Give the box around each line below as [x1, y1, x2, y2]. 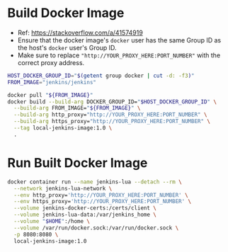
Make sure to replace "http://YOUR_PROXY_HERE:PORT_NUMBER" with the [17, 51, 221, 59]
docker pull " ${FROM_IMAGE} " [7, 91, 93, 98]
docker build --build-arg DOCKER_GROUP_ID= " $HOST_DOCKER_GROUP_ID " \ [7, 98, 217, 105]
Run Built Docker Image [7, 155, 148, 171]
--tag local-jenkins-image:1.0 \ [13, 125, 113, 132]
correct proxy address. [17, 58, 85, 67]
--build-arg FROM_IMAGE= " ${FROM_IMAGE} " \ [13, 105, 141, 112]
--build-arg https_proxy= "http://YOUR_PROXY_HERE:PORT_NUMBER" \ [13, 118, 211, 125]
